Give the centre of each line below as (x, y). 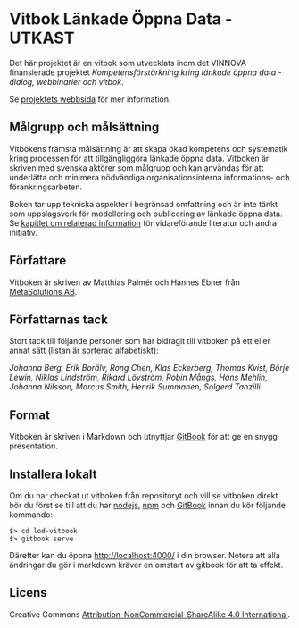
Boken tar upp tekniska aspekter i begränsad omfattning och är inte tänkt (144, 204)
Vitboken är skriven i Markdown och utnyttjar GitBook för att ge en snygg (144, 437)
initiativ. (24, 232)
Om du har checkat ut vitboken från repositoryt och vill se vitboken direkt (144, 495)
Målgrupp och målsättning (84, 127)
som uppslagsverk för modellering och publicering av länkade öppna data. (146, 214)
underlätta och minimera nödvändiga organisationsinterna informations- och (149, 177)
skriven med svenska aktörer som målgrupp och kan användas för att (137, 167)
